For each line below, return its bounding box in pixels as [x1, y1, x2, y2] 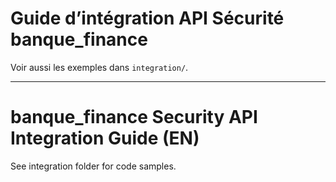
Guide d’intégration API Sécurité [10, 7, 285, 30]
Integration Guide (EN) [10, 127, 200, 150]
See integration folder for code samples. [10, 160, 177, 172]
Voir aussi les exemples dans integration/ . [10, 61, 189, 73]
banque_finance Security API [10, 106, 258, 129]
